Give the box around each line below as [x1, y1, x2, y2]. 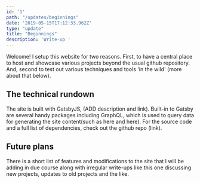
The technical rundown [6, 89, 94, 99]
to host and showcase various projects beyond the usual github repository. [6, 59, 190, 66]
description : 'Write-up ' [6, 36, 70, 42]
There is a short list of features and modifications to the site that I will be [6, 157, 184, 164]
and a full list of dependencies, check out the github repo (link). [6, 124, 162, 132]
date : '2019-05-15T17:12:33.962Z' [6, 20, 93, 26]
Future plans [6, 142, 54, 152]
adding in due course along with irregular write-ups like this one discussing [6, 164, 192, 171]
